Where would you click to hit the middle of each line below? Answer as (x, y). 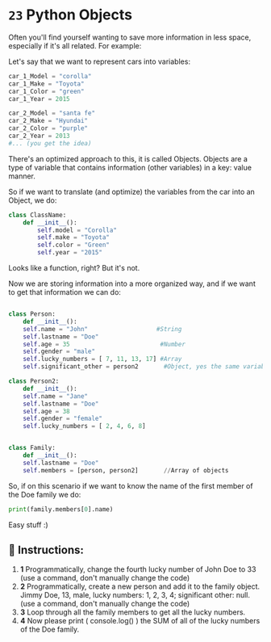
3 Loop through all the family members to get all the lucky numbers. (133, 612)
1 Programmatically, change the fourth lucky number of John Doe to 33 (138, 569)
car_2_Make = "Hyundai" (48, 121)
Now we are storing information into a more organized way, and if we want (132, 283)
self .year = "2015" (70, 253)
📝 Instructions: (46, 550)
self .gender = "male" (59, 352)
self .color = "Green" (74, 245)
